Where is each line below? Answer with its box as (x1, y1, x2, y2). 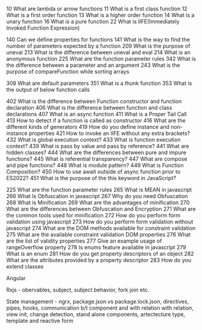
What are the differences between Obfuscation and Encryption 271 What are (6, 205, 196, 213)
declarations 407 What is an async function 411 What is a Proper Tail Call (6, 111, 187, 117)
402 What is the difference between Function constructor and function (6, 98, 182, 105)
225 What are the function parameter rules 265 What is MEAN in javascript (6, 186, 192, 193)
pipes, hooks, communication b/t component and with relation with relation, (6, 304, 194, 311)
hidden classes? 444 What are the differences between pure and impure (6, 149, 187, 156)
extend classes (6, 263, 44, 270)
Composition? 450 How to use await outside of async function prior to (6, 168, 181, 175)
